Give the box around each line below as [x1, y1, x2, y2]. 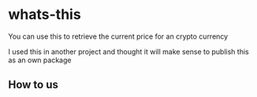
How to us [8, 78, 59, 91]
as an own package [8, 55, 72, 65]
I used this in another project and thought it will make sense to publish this [8, 47, 250, 56]
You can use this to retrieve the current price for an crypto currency [8, 32, 229, 41]
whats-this [8, 6, 81, 24]
